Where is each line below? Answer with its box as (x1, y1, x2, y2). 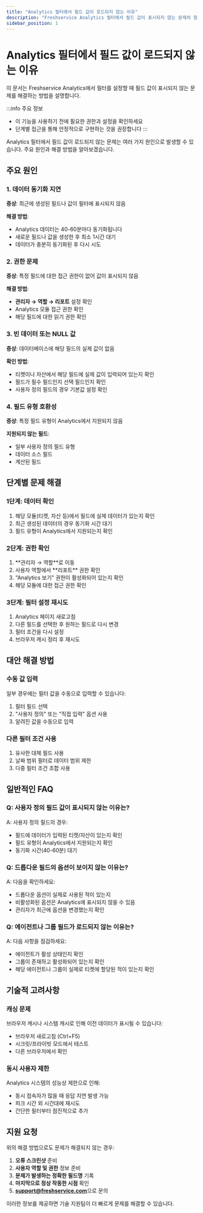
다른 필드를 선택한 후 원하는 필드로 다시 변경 (15, 620, 119, 628)
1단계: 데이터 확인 (6, 497, 55, 506)
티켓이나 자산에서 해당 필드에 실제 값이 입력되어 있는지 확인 (15, 370, 155, 377)
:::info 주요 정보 (6, 105, 44, 112)
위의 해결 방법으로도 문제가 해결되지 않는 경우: (6, 1144, 115, 1151)
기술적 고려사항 (6, 985, 60, 995)
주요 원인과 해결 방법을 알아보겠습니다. (24, 146, 115, 153)
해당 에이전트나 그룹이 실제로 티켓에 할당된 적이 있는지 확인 (15, 966, 155, 973)
